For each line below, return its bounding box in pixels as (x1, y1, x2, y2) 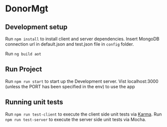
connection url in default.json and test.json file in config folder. (5, 41, 134, 47)
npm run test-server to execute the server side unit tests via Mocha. (5, 116, 146, 122)
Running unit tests (5, 98, 63, 107)
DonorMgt (5, 3, 48, 14)
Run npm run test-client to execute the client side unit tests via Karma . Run (5, 111, 162, 117)
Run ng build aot (5, 51, 41, 57)
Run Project (5, 65, 42, 73)
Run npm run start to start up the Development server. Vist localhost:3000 (5, 78, 159, 84)
